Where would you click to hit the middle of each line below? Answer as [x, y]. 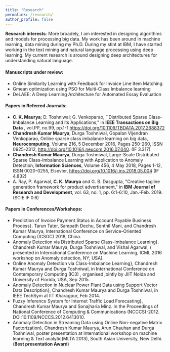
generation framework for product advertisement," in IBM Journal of [84, 187]
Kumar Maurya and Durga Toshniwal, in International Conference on [83, 269]
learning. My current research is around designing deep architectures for [81, 55]
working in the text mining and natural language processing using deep [79, 50]
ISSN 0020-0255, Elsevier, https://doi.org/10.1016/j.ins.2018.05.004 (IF [86, 170]
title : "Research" [25, 10]
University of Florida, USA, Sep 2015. [51, 279]
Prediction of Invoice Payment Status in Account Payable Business [82, 220]
